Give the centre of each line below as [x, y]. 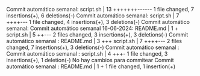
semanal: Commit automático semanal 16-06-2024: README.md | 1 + [92, 28]
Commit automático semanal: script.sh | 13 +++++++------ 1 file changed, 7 [100, 9]
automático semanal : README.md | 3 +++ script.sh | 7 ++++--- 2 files [94, 41]
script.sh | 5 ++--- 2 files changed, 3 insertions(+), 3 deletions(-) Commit [97, 35]
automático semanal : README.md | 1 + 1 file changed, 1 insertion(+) [91, 66]
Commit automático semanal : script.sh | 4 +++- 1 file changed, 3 [87, 54]
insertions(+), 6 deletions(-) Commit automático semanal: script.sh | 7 [93, 16]
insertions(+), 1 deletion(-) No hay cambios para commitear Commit [90, 60]
